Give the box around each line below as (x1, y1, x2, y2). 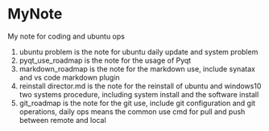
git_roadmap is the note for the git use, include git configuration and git (19, 98, 255, 108)
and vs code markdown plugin (19, 72, 120, 82)
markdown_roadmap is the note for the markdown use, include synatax (19, 63, 255, 73)
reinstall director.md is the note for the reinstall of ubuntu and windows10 (19, 81, 262, 91)
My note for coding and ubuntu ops (7, 31, 126, 41)
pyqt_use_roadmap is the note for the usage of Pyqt (19, 55, 192, 65)
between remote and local (19, 115, 106, 125)
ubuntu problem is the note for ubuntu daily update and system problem (19, 47, 259, 56)
